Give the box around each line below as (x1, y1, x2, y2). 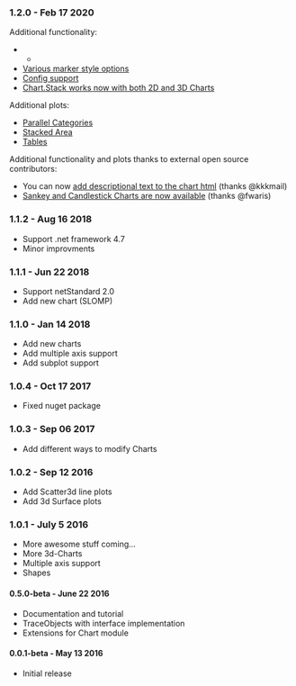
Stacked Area (22, 127, 74, 138)
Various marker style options (22, 63, 130, 74)
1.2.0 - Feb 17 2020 (9, 6, 94, 19)
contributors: (9, 164, 58, 175)
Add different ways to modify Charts (22, 443, 157, 454)
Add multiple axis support (22, 348, 119, 359)
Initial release (22, 668, 72, 679)
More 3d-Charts (22, 548, 83, 559)
